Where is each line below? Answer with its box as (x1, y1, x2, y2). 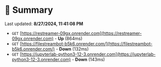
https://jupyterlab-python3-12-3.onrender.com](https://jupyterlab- (21, 51, 156, 57)
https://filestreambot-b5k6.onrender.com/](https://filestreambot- (21, 40, 153, 46)
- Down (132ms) (56, 46, 89, 52)
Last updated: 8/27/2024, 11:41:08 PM (4, 21, 83, 27)
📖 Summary (4, 4, 53, 16)
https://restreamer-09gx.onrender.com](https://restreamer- (21, 30, 142, 36)
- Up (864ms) (54, 35, 83, 41)
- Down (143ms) (71, 56, 105, 62)
